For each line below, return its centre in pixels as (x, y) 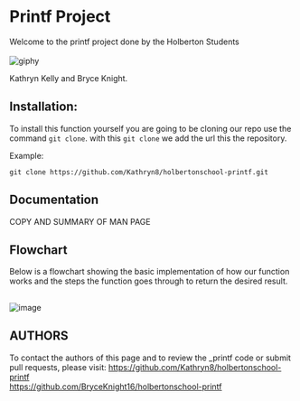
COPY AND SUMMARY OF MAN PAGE (80, 221)
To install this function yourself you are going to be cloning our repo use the (150, 128)
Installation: (44, 107)
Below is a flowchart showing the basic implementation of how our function (150, 272)
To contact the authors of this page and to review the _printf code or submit (150, 358)
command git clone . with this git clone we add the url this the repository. (148, 138)
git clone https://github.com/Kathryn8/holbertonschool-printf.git (139, 172)
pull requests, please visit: (58, 367)
